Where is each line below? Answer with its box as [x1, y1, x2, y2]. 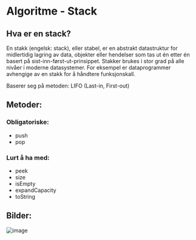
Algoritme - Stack [6, 4, 98, 18]
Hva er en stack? [6, 29, 72, 39]
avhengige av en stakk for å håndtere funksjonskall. [6, 70, 135, 77]
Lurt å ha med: [6, 153, 50, 162]
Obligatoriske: [6, 118, 50, 126]
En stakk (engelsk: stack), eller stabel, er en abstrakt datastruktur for [6, 44, 178, 52]
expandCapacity [15, 187, 56, 194]
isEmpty [15, 180, 36, 187]
